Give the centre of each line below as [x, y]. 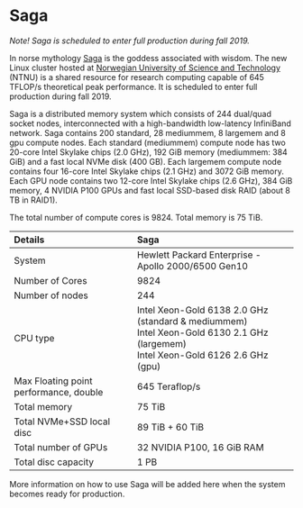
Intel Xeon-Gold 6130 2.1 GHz [202, 332]
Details [29, 240]
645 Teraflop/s [169, 386]
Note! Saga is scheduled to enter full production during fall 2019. [129, 41]
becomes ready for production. [67, 494]
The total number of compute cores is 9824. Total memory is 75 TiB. [136, 217]
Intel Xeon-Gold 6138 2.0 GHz [202, 310]
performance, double [59, 392]
